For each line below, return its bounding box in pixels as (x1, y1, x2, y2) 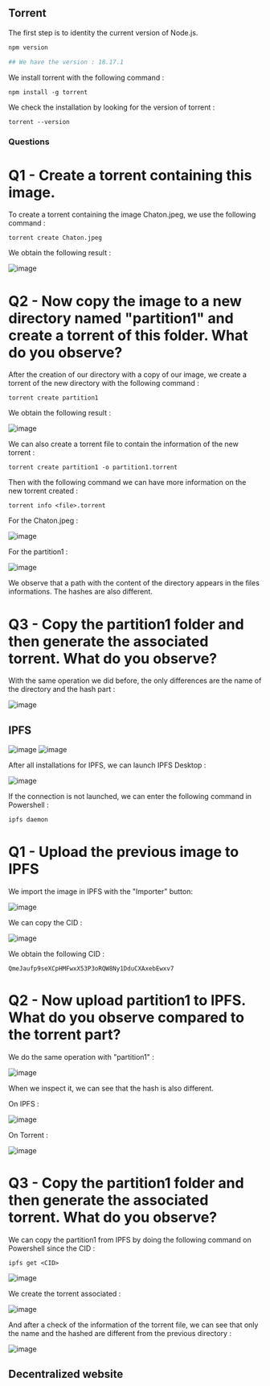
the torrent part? (8, 1026, 121, 1044)
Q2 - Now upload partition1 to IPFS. (8, 991, 247, 1010)
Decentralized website (8, 1367, 124, 1381)
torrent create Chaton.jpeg (8, 234, 103, 242)
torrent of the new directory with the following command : (8, 379, 199, 388)
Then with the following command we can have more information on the (8, 478, 247, 487)
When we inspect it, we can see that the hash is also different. (8, 1083, 215, 1093)
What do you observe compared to (8, 1008, 245, 1027)
